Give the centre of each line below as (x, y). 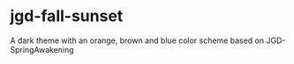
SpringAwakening (42, 49)
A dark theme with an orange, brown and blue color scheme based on (137, 40)
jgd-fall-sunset (67, 16)
